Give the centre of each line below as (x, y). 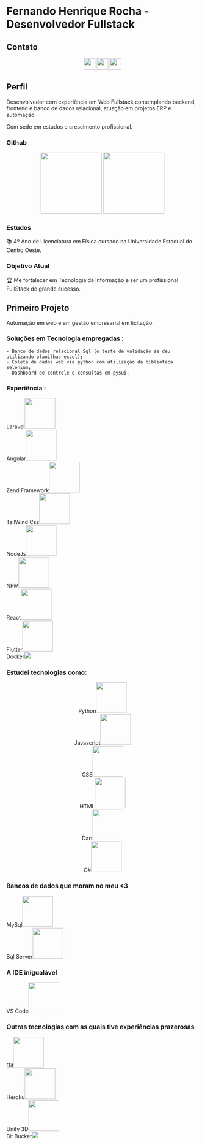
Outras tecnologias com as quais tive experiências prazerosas (100, 1027)
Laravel (16, 427)
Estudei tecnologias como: (47, 672)
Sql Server (20, 956)
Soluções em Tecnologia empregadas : (65, 338)
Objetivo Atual (28, 266)
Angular (16, 458)
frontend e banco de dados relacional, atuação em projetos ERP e (89, 108)
